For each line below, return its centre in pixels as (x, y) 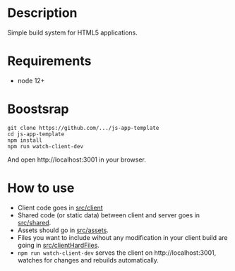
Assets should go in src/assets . (63, 230)
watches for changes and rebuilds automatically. (88, 260)
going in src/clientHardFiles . (59, 245)
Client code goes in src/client (60, 207)
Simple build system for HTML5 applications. (72, 32)
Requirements (49, 61)
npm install (25, 140)
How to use (41, 188)
